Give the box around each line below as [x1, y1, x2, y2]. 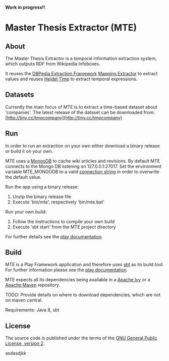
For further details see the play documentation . [5, 233, 103, 239]
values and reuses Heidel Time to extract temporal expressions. [5, 76, 138, 82]
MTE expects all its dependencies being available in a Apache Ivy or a [5, 277, 150, 283]
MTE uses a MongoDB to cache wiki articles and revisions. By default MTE [5, 158, 160, 164]
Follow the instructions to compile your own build [12, 218, 115, 224]
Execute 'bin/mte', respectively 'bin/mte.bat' [12, 199, 104, 205]
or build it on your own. [5, 148, 53, 154]
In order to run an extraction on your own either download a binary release [5, 142, 160, 148]
